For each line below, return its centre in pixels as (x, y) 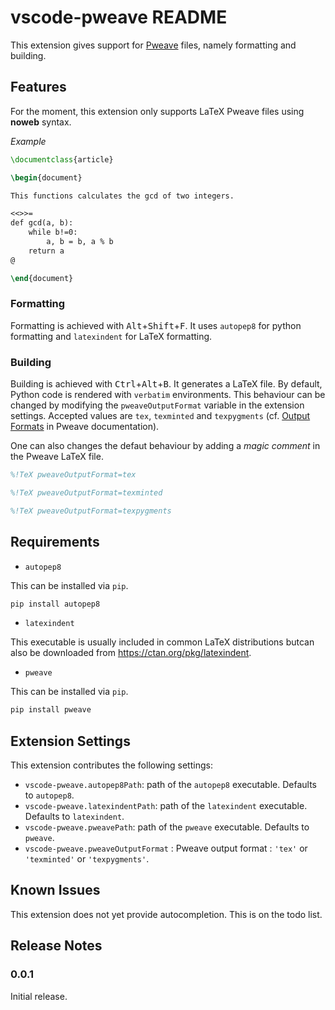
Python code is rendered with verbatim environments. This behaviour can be (168, 395)
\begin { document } (46, 177)
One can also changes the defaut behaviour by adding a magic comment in (165, 446)
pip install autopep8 (55, 604)
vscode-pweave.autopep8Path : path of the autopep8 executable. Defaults (170, 785)
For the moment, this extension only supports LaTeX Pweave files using (157, 111)
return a (46, 251)
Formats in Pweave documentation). (85, 427)
